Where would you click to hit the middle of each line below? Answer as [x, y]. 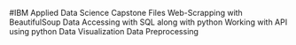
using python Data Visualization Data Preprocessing [104, 31]
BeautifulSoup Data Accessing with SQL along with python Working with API [148, 22]
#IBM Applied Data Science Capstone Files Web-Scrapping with [126, 13]
